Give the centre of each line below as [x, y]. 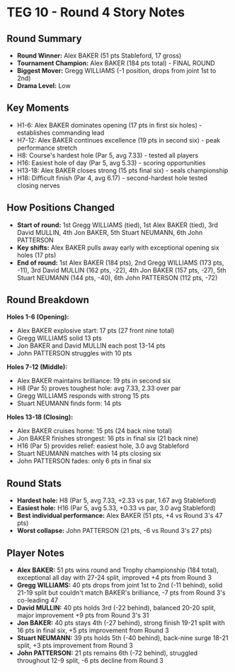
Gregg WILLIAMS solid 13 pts [59, 338]
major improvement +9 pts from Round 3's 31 [83, 615]
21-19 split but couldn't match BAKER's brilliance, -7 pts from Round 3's [121, 593]
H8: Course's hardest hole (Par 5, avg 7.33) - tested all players [108, 155]
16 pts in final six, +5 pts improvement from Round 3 [93, 630]
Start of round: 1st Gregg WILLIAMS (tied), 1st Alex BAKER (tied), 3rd [117, 225]
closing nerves [39, 185]
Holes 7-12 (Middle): [37, 367]
